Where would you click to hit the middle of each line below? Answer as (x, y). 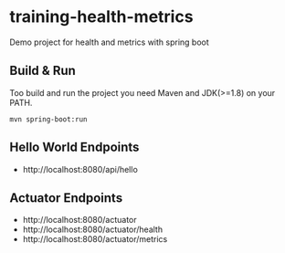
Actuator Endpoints (66, 198)
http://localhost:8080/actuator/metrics (95, 239)
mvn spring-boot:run (49, 119)
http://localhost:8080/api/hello (80, 169)
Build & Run (42, 71)
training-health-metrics (101, 17)
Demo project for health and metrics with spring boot (110, 42)
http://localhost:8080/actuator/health (92, 229)
